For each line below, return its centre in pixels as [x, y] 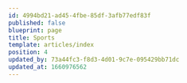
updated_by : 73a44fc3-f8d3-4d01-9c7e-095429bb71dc [94, 60]
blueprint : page [35, 30]
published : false [37, 23]
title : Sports [32, 38]
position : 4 [28, 52]
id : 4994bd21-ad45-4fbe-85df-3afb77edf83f [80, 15]
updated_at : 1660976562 [48, 67]
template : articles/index [51, 45]
